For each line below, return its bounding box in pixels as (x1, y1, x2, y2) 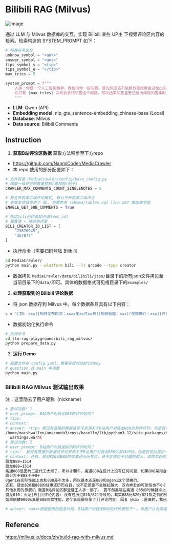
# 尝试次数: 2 (5, 440, 32, 445)
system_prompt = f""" (5, 81, 52, 86)
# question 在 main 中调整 (5, 366, 60, 371)
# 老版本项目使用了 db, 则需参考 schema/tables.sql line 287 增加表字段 (5, 200, 150, 205)
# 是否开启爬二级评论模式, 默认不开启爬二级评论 (5, 195, 95, 200)
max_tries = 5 (5, 72, 36, 77)
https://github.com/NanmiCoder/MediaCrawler (12, 160, 112, 166)
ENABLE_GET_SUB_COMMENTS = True (5, 205, 74, 210)
